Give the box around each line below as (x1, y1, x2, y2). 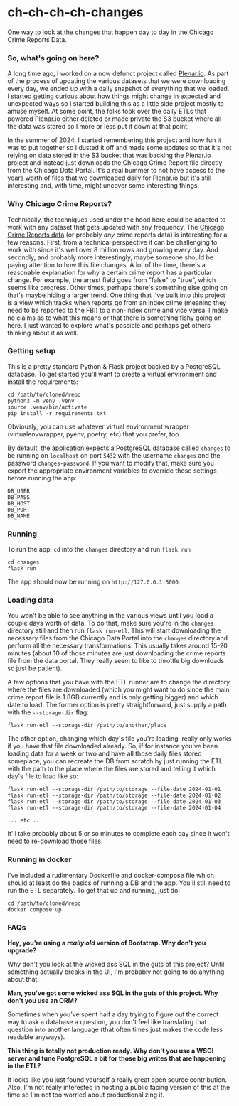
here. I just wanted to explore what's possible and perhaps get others (7, 321, 211, 329)
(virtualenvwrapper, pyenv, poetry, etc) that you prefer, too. (7, 429, 181, 438)
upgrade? (7, 946, 37, 955)
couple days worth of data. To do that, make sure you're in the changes (7, 619, 214, 628)
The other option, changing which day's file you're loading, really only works (7, 734, 232, 743)
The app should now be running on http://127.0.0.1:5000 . (7, 577, 181, 586)
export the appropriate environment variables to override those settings (7, 466, 217, 475)
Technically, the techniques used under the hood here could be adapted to (7, 215, 226, 224)
